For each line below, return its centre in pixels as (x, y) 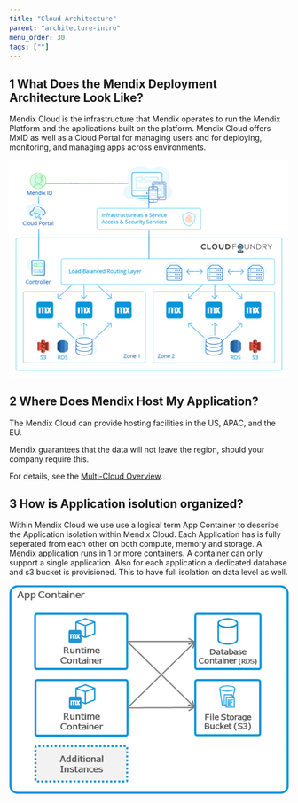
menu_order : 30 (37, 37)
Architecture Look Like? (76, 97)
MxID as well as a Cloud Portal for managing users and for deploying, (136, 138)
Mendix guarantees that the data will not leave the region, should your (137, 449)
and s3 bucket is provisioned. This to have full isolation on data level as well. (149, 573)
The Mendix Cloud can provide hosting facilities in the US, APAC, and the (143, 423)
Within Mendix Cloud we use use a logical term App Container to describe (144, 525)
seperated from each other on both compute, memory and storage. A (136, 544)
